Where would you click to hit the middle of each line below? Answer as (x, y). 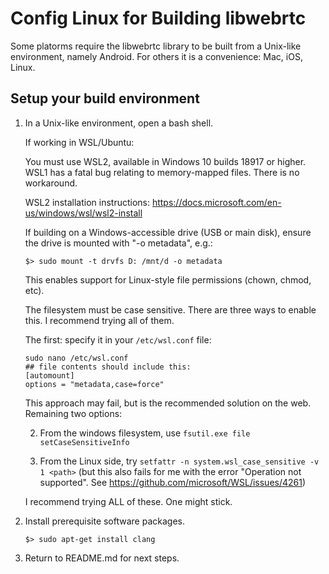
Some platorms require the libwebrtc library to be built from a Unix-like (156, 46)
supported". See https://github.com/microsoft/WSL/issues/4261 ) (173, 482)
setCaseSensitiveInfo (84, 442)
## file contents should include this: (108, 367)
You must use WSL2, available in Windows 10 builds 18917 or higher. (165, 161)
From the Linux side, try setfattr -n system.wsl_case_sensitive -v (179, 461)
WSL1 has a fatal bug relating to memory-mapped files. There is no (162, 172)
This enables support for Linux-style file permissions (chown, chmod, (168, 279)
